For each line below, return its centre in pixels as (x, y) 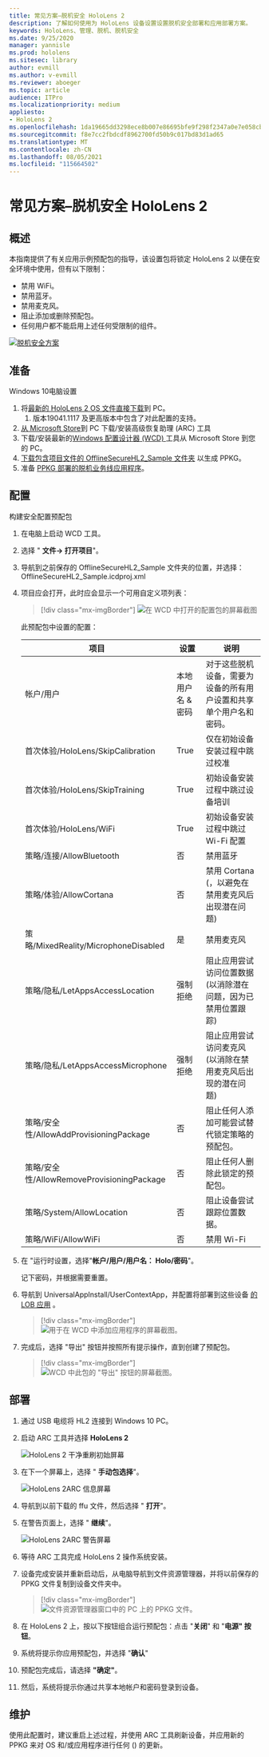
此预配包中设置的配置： (59, 626)
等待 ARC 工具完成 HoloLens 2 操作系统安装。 (96, 1556)
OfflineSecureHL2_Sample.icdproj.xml (83, 576)
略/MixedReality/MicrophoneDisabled (95, 945)
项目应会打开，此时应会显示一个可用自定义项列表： (105, 593)
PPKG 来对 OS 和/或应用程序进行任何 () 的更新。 (88, 1745)
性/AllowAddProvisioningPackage (87, 1134)
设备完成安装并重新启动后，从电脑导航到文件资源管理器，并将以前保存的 (139, 1573)
